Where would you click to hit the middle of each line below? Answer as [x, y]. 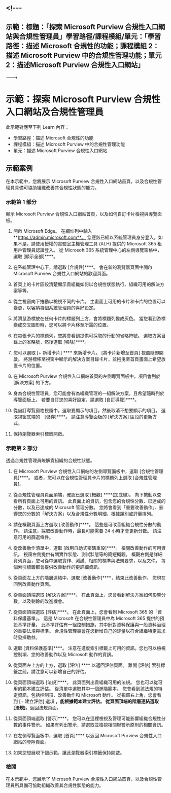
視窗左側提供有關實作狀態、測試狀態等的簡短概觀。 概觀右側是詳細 [93, 554]
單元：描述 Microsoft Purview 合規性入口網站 [60, 151]
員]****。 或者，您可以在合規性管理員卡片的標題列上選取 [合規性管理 [85, 477]
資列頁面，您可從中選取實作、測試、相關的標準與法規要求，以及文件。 [87, 560]
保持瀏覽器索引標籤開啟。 [40, 434]
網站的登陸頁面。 [31, 742]
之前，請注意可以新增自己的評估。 [53, 671]
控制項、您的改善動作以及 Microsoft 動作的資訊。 [64, 654]
